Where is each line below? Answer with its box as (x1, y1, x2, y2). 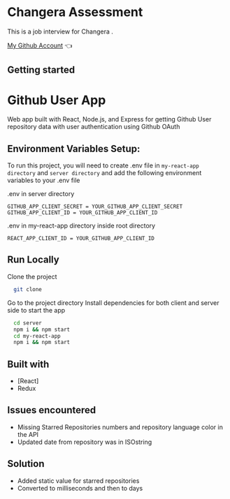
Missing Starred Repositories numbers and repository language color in (17, 423, 224, 431)
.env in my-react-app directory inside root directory (7, 221, 156, 230)
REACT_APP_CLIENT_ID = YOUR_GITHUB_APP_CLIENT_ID (7, 235, 155, 242)
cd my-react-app (13, 332, 61, 339)
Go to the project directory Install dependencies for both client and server (7, 298, 220, 307)
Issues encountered (7, 404, 96, 416)
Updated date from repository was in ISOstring (17, 438, 152, 446)
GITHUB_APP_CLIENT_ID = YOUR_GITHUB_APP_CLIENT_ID (7, 209, 158, 216)
